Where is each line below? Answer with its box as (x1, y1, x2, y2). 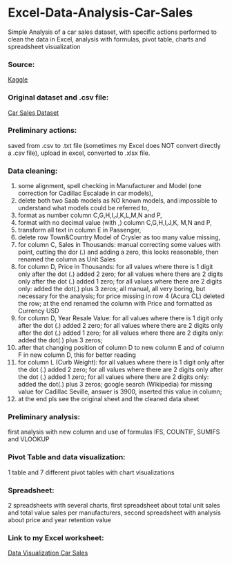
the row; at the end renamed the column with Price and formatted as (17, 299, 213, 308)
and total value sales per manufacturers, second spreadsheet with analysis (8, 508, 222, 517)
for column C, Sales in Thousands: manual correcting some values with (17, 241, 221, 249)
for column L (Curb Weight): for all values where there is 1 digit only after (17, 358, 225, 367)
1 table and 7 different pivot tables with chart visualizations (8, 468, 175, 477)
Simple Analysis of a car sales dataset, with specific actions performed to (8, 28, 217, 36)
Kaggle (8, 75, 28, 84)
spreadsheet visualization (8, 42, 81, 50)
